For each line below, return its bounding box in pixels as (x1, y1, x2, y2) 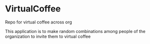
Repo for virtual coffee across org (5, 19, 73, 25)
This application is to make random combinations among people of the (5, 28, 146, 34)
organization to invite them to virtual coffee (5, 33, 91, 39)
